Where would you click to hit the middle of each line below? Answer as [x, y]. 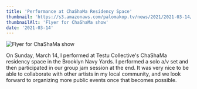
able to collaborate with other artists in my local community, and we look [94, 74]
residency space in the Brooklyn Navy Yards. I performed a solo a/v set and [97, 62]
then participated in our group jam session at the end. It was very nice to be [98, 68]
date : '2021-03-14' [30, 28]
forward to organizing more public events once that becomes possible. [91, 80]
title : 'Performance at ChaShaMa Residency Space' [69, 11]
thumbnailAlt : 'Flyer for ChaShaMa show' [57, 22]
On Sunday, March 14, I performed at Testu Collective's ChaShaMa [86, 55]
